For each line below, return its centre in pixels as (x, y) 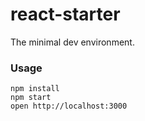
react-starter (65, 14)
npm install (35, 89)
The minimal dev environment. (72, 42)
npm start (31, 98)
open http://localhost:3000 (69, 106)
